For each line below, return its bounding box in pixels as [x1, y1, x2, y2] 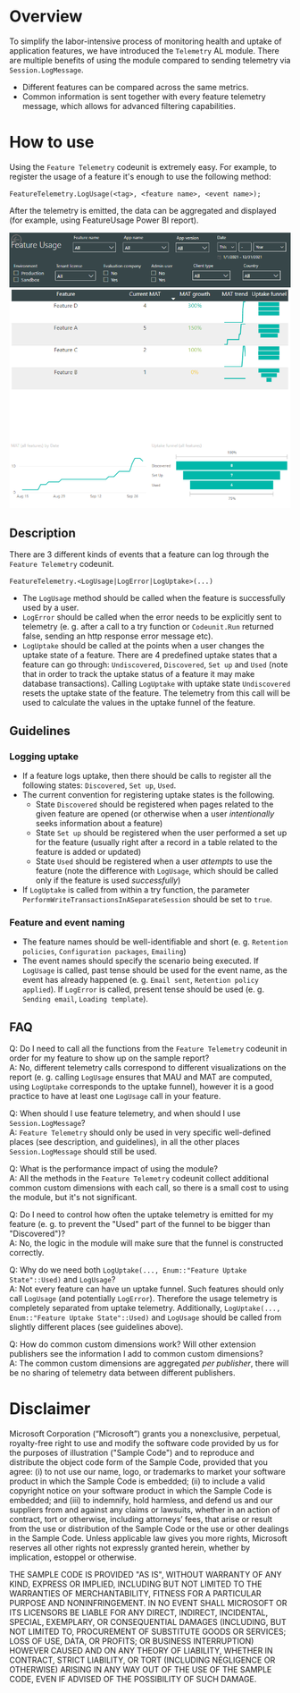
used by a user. [21, 602, 79, 614]
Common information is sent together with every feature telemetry [21, 91, 266, 102]
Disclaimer [9, 1399, 91, 1419]
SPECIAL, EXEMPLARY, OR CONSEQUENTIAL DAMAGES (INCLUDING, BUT [9, 1617, 287, 1628]
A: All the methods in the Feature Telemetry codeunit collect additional [9, 1173, 270, 1184]
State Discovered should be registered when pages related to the [35, 799, 274, 810]
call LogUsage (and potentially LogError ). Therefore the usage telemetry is [9, 1293, 278, 1304]
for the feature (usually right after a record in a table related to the [35, 837, 279, 848]
